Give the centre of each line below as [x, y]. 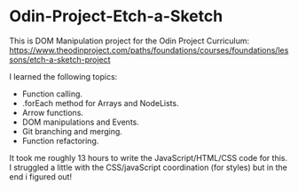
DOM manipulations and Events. [80, 122]
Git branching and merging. [72, 131]
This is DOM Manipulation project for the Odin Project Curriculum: [129, 41]
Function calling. [52, 94]
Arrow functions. [53, 112]
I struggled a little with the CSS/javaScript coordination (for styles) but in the [149, 167]
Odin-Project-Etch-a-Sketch [116, 16]
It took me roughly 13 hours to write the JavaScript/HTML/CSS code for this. [149, 157]
